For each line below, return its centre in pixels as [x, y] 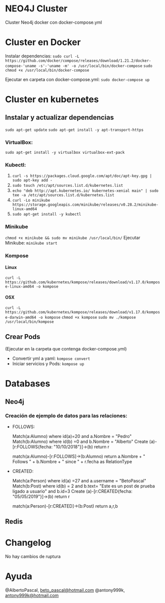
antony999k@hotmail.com [32, 596]
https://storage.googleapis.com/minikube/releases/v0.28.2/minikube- [85, 205]
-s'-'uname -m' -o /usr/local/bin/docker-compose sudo [95, 66]
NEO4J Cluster [36, 9]
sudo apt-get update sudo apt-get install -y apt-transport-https [74, 130]
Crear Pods [23, 337]
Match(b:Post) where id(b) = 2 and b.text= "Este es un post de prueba [83, 486]
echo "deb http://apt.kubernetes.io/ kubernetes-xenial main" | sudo [85, 191]
